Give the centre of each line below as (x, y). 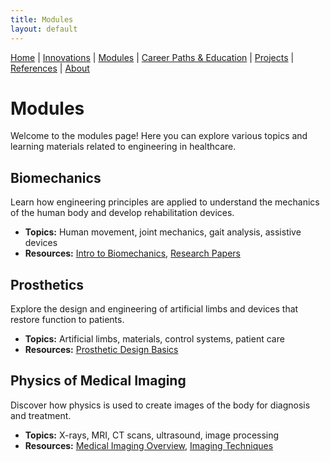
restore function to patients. (67, 320)
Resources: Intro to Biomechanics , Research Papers (132, 253)
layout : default (44, 29)
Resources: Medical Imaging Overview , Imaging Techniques (149, 445)
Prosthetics (47, 284)
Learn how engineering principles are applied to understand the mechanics (165, 202)
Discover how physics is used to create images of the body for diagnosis (160, 405)
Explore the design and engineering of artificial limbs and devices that (154, 309)
